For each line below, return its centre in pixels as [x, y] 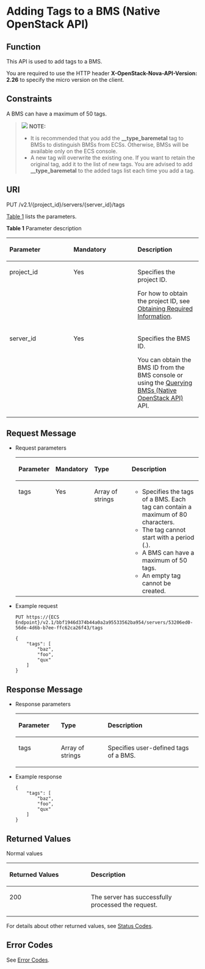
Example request [36, 606]
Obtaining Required [165, 309]
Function [23, 47]
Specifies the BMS [164, 338]
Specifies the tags [168, 492]
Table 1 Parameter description [44, 228]
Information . [155, 316]
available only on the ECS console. [74, 151]
